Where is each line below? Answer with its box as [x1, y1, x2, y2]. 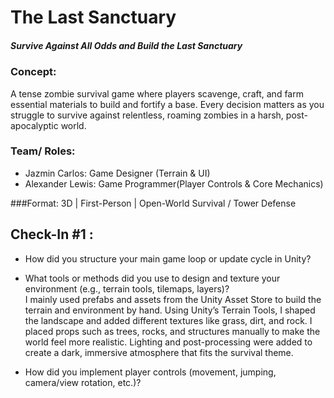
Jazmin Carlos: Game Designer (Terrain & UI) [24, 167, 211, 179]
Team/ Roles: [10, 144, 76, 158]
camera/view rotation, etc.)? [24, 376, 142, 388]
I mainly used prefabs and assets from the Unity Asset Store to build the [24, 293, 322, 305]
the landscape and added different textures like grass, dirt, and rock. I [24, 314, 313, 326]
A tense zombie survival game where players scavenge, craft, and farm [10, 87, 304, 100]
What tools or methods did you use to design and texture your [24, 272, 281, 284]
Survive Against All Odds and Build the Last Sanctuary [10, 39, 243, 51]
